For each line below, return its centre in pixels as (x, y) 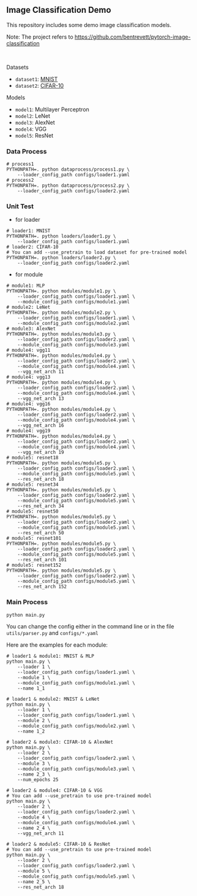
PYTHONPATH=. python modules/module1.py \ (61, 291)
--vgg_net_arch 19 (41, 453)
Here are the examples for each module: (57, 645)
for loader (28, 220)
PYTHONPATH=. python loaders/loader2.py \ (61, 258)
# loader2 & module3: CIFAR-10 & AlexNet (60, 742)
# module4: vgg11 (28, 350)
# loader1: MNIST (28, 231)
